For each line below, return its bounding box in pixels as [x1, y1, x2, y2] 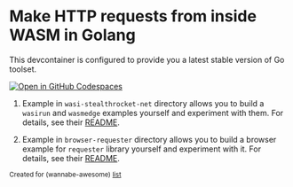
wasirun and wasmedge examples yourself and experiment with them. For [21, 107, 284, 118]
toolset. [9, 64, 37, 74]
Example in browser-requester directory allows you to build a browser [21, 134, 277, 144]
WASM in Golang [9, 25, 136, 45]
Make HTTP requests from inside [9, 6, 257, 27]
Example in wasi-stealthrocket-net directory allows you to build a [21, 97, 265, 108]
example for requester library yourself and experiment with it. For [21, 144, 262, 154]
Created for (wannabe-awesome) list [9, 170, 122, 179]
